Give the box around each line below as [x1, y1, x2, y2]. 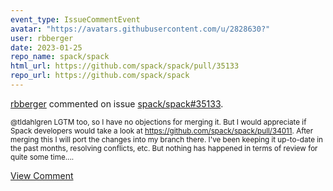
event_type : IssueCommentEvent [10, 14, 141, 25]
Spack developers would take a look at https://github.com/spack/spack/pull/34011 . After [10, 126, 314, 136]
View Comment [10, 169, 74, 181]
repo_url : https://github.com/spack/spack [10, 71, 190, 81]
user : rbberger [10, 33, 74, 43]
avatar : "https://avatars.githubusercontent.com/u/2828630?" [10, 24, 271, 34]
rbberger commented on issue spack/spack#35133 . [10, 97, 224, 110]
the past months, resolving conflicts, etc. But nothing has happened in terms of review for [10, 143, 318, 153]
